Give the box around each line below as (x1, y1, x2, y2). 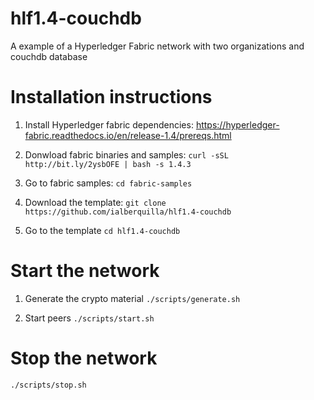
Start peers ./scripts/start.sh (24, 312, 155, 324)
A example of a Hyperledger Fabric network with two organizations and (10, 40, 305, 52)
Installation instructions (10, 86, 213, 109)
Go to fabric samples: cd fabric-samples (24, 177, 193, 189)
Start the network (10, 260, 160, 282)
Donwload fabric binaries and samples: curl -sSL (24, 148, 229, 161)
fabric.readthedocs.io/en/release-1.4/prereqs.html (24, 129, 232, 141)
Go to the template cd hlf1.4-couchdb (24, 224, 181, 236)
